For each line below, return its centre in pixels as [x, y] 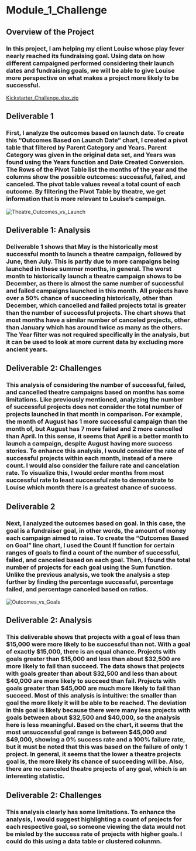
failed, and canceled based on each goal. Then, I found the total [98, 560]
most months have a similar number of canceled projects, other [98, 320]
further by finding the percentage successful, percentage [90, 582]
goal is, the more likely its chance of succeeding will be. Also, [95, 761]
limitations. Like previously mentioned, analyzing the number [95, 400]
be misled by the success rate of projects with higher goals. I [94, 834]
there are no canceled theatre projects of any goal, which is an [97, 769]
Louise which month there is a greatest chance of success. [92, 488]
